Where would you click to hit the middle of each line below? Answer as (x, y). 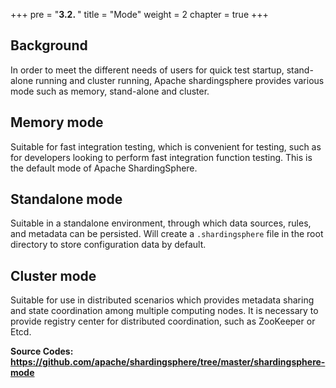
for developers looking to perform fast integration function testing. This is (161, 157)
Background (49, 45)
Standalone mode (66, 199)
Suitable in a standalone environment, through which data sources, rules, (161, 223)
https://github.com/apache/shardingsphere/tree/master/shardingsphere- (168, 362)
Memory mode (57, 122)
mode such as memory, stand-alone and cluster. (110, 91)
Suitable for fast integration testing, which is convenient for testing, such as (166, 146)
